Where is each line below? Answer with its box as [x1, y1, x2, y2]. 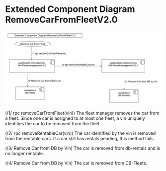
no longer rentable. [5, 151, 44, 157]
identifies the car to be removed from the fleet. [5, 121, 101, 127]
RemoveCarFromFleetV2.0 [5, 14, 118, 25]
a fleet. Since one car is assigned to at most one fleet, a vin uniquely [5, 115, 145, 121]
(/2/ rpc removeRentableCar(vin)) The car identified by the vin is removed [5, 130, 156, 136]
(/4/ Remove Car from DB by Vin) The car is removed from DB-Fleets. [5, 160, 148, 166]
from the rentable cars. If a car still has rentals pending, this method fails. [5, 136, 155, 142]
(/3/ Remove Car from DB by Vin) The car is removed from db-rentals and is [5, 145, 161, 151]
